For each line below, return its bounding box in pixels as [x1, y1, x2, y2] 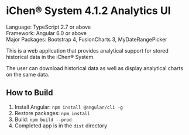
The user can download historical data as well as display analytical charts [6, 64, 183, 71]
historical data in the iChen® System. [6, 53, 95, 60]
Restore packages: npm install [14, 109, 91, 116]
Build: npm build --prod [14, 116, 72, 123]
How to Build [6, 88, 54, 98]
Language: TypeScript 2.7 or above [6, 23, 91, 30]
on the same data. [6, 71, 50, 78]
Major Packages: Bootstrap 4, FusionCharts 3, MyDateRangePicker [6, 36, 168, 43]
